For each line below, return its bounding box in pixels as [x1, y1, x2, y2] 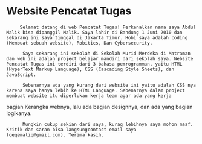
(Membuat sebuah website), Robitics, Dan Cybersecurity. [6, 40, 153, 46]
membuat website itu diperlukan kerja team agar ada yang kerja [6, 92, 172, 99]
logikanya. [6, 110, 32, 117]
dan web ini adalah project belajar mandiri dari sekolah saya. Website [6, 55, 194, 61]
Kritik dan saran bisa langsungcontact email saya [6, 127, 137, 133]
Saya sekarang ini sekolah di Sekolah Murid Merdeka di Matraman [22, 50, 191, 57]
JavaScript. [6, 71, 36, 78]
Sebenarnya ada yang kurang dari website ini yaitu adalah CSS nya [22, 82, 197, 88]
